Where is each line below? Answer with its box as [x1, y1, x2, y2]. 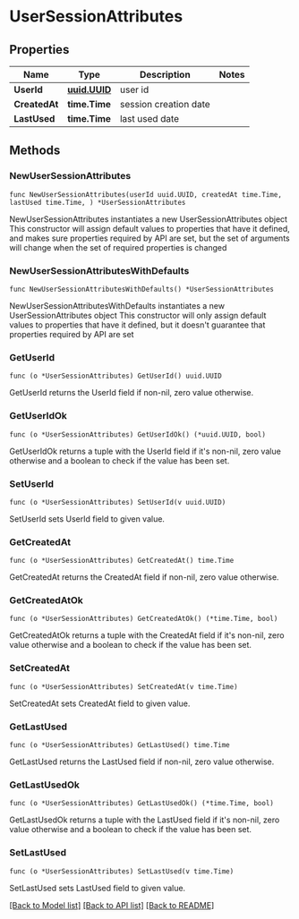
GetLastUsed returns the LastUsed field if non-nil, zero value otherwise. [9, 756, 275, 767]
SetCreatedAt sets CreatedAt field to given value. [9, 698, 191, 709]
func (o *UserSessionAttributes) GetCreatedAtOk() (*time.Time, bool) [9, 615, 278, 624]
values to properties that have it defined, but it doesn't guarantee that [9, 319, 266, 330]
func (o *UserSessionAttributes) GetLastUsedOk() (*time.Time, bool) [9, 799, 275, 808]
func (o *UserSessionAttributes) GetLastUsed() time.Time [9, 741, 230, 750]
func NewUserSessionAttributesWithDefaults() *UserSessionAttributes [9, 285, 275, 294]
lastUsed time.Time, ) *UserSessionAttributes [9, 198, 186, 207]
